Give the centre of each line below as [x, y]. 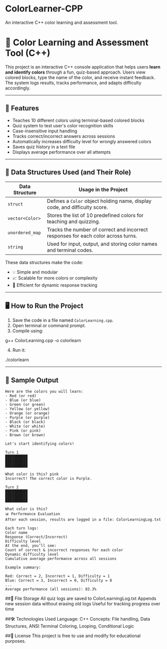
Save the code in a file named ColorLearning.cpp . [63, 320]
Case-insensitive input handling [45, 131]
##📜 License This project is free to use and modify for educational [73, 636]
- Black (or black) [25, 422]
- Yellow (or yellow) [28, 409]
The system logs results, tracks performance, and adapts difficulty [73, 83]
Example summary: [23, 567]
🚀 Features [22, 108]
